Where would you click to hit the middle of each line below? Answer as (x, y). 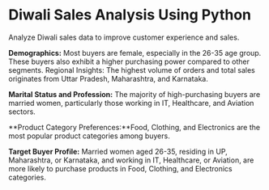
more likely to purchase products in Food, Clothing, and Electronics (120, 168)
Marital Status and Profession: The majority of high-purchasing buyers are (134, 94)
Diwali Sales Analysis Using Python (130, 15)
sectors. (22, 112)
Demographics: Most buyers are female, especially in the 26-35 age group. (135, 53)
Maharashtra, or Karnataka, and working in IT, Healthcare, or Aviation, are (131, 160)
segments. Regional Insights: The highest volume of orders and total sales (132, 70)
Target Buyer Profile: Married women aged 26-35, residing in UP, (118, 151)
